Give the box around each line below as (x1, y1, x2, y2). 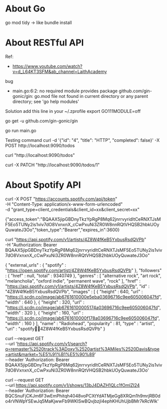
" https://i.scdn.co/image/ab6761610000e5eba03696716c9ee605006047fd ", (5, 294, 162, 300)
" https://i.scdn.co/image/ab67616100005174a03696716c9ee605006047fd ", (5, 304, 161, 310)
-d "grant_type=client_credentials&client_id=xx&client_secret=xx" (5, 206, 140, 212)
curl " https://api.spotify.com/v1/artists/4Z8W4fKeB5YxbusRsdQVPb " (5, 236, 147, 242)
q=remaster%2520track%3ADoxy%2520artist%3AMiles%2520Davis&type (5, 346, 160, 352)
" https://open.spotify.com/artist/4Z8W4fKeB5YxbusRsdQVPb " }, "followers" (5, 267, 162, 273)
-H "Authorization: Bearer (5, 242, 57, 248)
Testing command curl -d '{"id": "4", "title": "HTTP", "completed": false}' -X (5, 137, 160, 143)
